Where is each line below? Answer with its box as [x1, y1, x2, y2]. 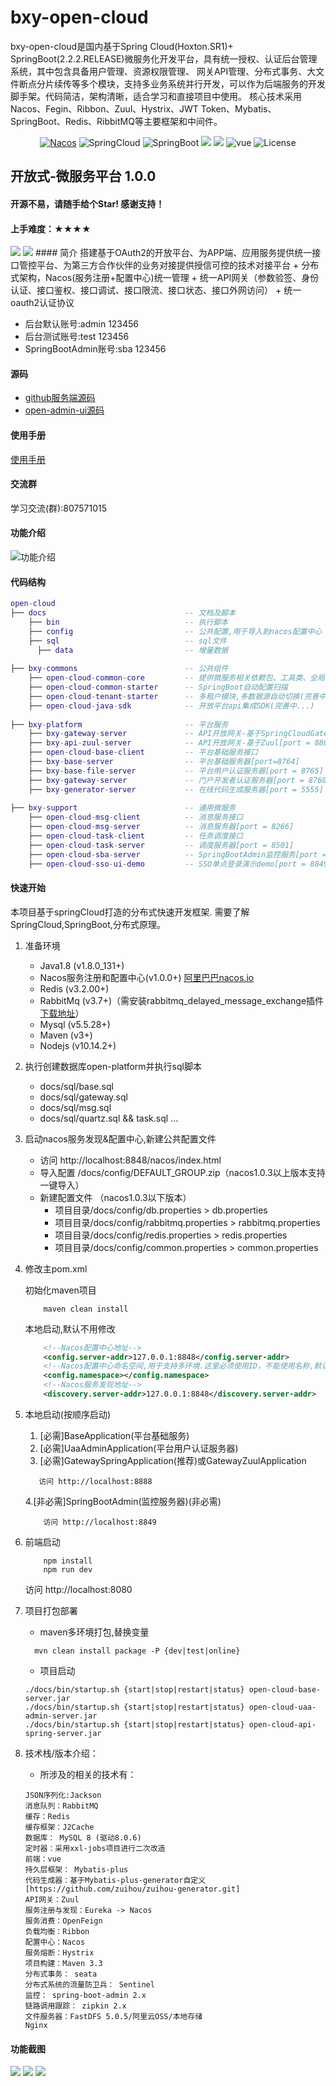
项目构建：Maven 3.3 [24, 1958, 103, 1968]
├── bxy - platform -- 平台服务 [10, 719, 229, 730]
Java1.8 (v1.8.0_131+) [39, 959, 125, 971]
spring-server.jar [24, 1728, 102, 1738]
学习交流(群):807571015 [10, 502, 108, 514]
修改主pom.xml [24, 1262, 88, 1275]
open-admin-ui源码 [24, 404, 105, 416]
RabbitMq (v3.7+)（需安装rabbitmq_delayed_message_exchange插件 [39, 994, 325, 1006]
